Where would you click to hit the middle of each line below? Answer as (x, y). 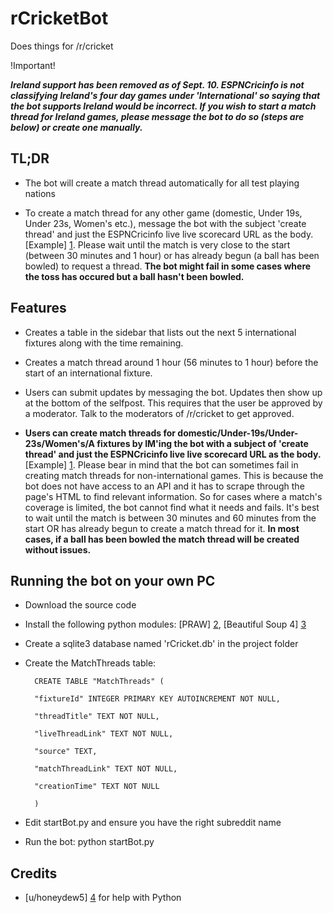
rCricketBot (59, 18)
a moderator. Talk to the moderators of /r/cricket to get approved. (159, 413)
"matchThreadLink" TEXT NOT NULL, (106, 769)
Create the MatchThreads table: (90, 663)
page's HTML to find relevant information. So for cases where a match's (173, 496)
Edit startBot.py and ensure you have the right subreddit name (153, 823)
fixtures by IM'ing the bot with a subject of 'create (202, 443)
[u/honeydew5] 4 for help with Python (103, 898)
